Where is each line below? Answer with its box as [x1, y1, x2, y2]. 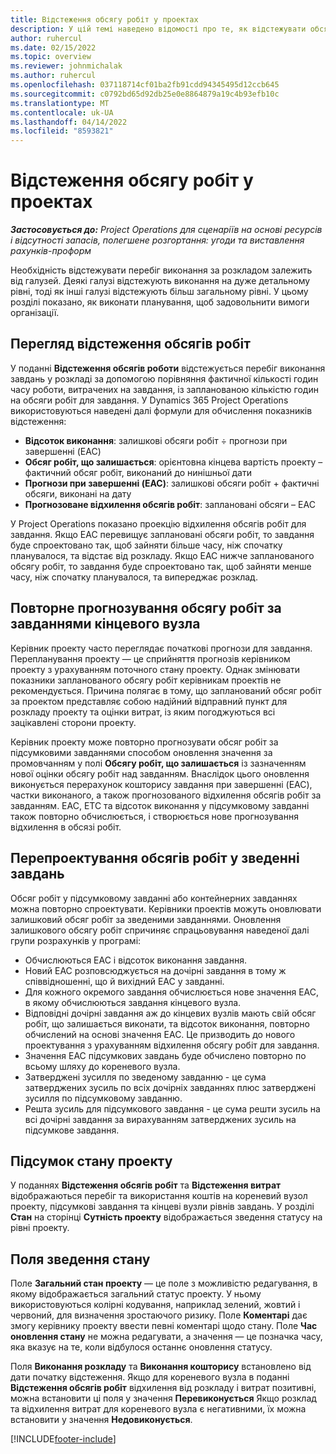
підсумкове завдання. [24, 1124, 120, 1136]
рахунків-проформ [10, 245, 92, 257]
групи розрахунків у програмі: [10, 934, 142, 946]
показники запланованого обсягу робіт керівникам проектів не [10, 674, 282, 686]
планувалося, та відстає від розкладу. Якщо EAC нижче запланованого [10, 549, 315, 561]
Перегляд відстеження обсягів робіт [10, 336, 251, 353]
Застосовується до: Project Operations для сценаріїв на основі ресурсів [10, 224, 323, 236]
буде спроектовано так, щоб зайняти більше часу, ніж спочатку [10, 539, 283, 551]
